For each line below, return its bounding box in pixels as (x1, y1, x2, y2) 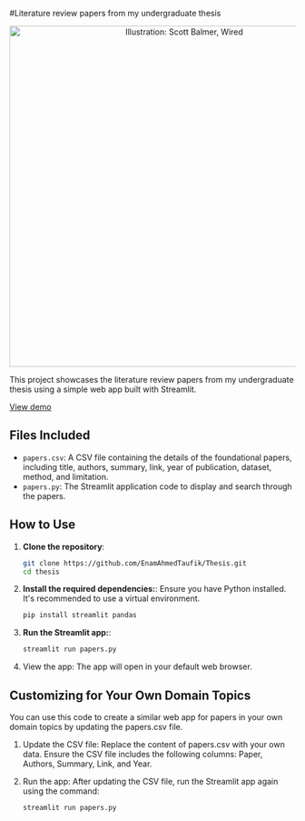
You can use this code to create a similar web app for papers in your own (9, 711, 283, 722)
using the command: (22, 786, 100, 796)
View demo (9, 402, 52, 412)
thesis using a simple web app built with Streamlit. (9, 384, 197, 395)
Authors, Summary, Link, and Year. (22, 758, 152, 769)
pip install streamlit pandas (22, 611, 138, 620)
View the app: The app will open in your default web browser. (22, 661, 252, 672)
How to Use (9, 517, 76, 533)
